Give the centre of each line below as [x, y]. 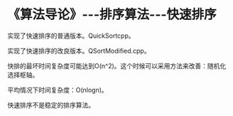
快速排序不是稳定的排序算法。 [51, 105]
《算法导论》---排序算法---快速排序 [112, 15]
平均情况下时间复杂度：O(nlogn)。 [58, 90]
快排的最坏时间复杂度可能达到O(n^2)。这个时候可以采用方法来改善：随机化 [117, 65]
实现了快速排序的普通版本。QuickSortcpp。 [71, 36]
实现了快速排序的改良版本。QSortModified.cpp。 [79, 51]
